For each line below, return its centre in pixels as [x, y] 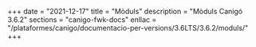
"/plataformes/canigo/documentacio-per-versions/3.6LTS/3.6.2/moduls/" [128, 28]
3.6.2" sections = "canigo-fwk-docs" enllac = [82, 20]
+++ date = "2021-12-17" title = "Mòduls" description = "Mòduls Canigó [125, 11]
